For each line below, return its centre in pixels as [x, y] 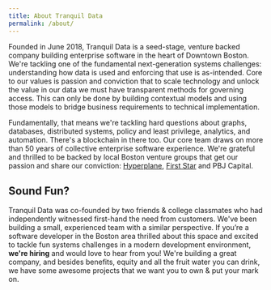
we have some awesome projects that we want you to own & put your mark [133, 271]
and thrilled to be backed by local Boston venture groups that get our [123, 157]
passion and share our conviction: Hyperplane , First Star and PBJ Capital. [131, 165]
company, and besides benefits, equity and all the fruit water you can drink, [134, 262]
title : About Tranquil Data [56, 16]
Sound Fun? [39, 191]
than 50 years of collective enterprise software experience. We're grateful [132, 148]
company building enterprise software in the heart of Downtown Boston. [129, 55]
